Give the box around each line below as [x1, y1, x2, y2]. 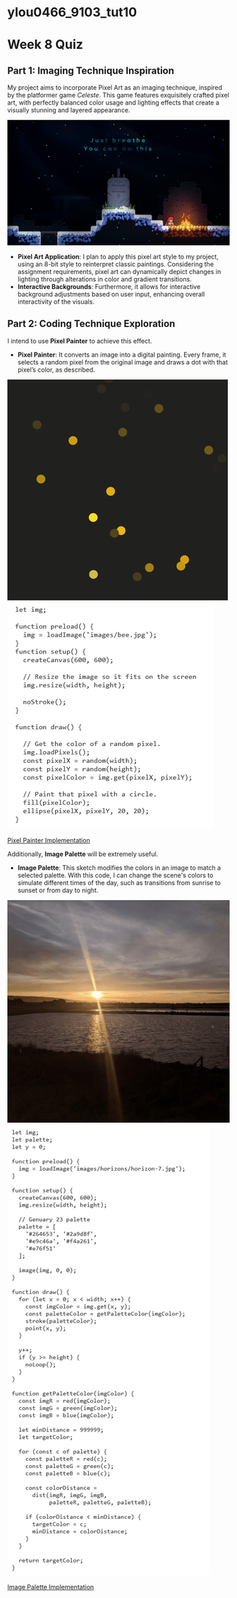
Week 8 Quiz [7, 37, 83, 53]
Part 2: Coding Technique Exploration [7, 318, 176, 330]
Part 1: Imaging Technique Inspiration [7, 64, 175, 76]
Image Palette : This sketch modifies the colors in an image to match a [17, 863, 221, 872]
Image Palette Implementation [7, 1582, 95, 1591]
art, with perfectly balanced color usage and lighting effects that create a [7, 98, 220, 107]
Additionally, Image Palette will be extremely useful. [7, 849, 159, 858]
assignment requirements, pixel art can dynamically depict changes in [17, 267, 221, 276]
